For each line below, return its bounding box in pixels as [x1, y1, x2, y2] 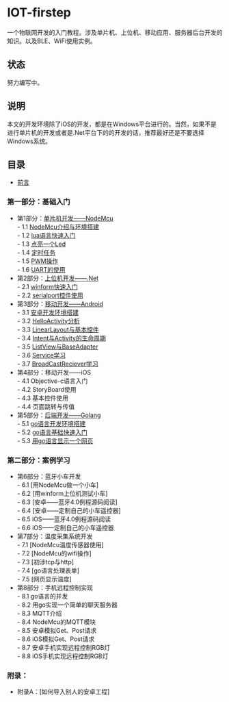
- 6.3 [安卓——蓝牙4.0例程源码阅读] [16, 498, 118, 506]
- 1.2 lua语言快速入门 [16, 231, 76, 239]
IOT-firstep [7, 5, 72, 21]
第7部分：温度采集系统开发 [16, 532, 93, 540]
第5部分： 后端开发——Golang [16, 411, 101, 419]
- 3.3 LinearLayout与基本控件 [16, 325, 99, 334]
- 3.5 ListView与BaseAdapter [16, 342, 98, 351]
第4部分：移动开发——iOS [16, 368, 91, 376]
